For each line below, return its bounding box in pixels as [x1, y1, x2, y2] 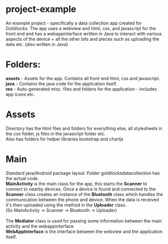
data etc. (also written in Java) [5, 41, 68, 47]
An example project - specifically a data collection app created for [5, 20, 142, 26]
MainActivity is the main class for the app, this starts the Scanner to [5, 180, 147, 186]
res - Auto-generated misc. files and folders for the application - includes [5, 86, 157, 92]
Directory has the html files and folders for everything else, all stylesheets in [5, 125, 163, 131]
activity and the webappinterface [5, 223, 74, 229]
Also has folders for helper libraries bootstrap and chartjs [5, 136, 124, 142]
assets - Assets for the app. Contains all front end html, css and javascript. [5, 75, 160, 81]
